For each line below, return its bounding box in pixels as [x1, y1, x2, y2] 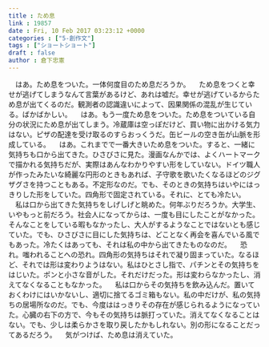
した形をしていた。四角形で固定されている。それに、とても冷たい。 [22, 189, 246, 199]
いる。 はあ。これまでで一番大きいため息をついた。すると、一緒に [29, 139, 255, 149]
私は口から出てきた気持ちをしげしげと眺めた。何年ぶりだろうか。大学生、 [14, 200, 260, 209]
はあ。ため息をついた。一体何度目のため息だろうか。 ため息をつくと [14, 79, 248, 89]
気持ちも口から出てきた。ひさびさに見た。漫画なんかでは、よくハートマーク [8, 149, 261, 159]
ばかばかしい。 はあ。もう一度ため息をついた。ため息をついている [22, 109, 249, 119]
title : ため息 [8, 11, 55, 20]
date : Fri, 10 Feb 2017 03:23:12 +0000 [8, 26, 146, 34]
